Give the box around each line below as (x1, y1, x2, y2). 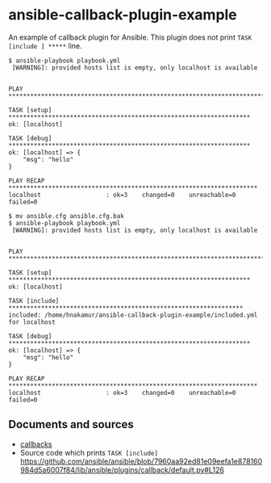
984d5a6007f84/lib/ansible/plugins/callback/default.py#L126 (19, 464, 224, 474)
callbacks (19, 439, 52, 449)
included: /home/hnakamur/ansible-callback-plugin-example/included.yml (8, 311, 258, 319)
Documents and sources (8, 418, 135, 431)
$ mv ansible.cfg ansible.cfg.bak (8, 212, 125, 220)
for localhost (8, 317, 56, 326)
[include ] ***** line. (8, 40, 82, 50)
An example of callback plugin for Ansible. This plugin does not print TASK (8, 32, 252, 42)
